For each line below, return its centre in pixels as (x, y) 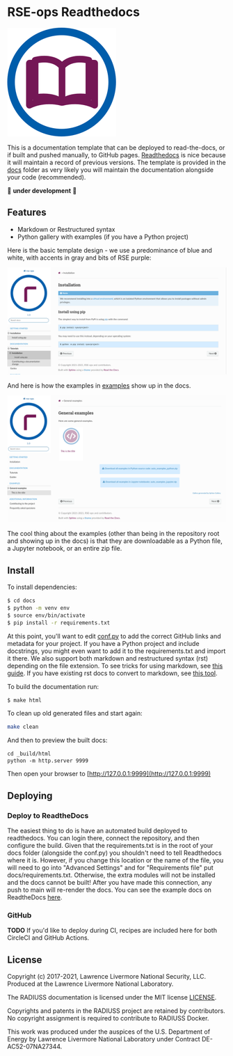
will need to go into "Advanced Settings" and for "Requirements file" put (110, 867)
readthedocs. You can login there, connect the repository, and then (103, 838)
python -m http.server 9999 (48, 761)
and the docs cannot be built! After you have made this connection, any (110, 882)
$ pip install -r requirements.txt (59, 623)
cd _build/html (29, 754)
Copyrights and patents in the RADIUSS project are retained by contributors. (116, 1011)
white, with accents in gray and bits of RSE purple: (79, 258)
